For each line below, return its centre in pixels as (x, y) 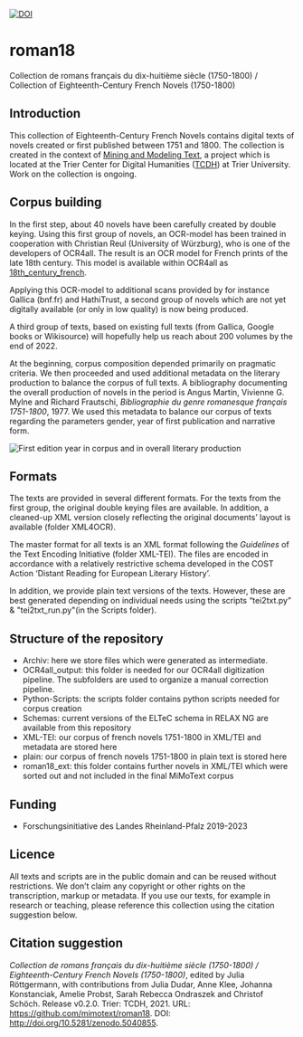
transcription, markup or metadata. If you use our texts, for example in (140, 895)
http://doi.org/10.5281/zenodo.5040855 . (84, 1023)
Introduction (45, 114)
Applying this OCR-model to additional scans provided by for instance (139, 290)
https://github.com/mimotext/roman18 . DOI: (90, 1013)
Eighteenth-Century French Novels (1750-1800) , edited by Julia (127, 975)
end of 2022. (33, 346)
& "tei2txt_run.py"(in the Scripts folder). (83, 610)
